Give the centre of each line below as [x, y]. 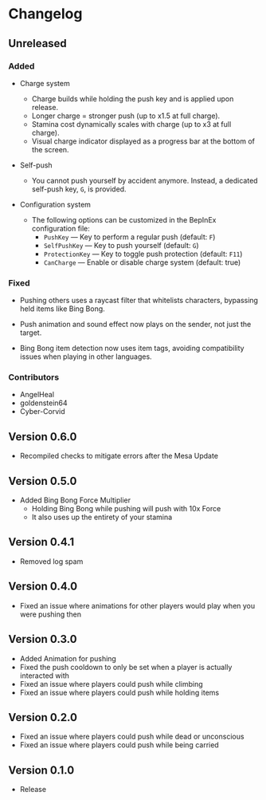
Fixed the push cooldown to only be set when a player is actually [126, 667]
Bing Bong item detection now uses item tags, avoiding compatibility [132, 349]
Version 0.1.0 [41, 770]
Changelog [45, 14]
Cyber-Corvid [42, 412]
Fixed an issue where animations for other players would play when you [137, 605]
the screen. [50, 149]
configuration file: [61, 228]
